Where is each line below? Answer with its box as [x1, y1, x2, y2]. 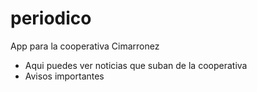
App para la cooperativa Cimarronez [10, 40, 160, 52]
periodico [10, 7, 92, 30]
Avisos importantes [24, 70, 105, 82]
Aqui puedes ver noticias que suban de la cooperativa [24, 59, 248, 71]
